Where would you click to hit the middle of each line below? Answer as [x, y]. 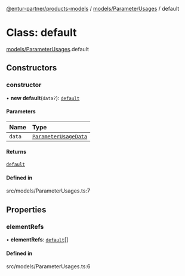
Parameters [21, 111]
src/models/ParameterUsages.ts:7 [48, 191]
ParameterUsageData [60, 136]
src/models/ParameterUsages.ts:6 [48, 266]
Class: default [41, 33]
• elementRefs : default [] [37, 239]
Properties [26, 210]
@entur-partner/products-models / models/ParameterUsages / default [93, 9]
